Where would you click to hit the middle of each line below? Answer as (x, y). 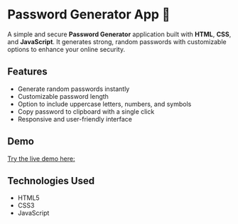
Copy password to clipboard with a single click (86, 111)
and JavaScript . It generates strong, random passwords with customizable (117, 41)
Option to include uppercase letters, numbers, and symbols (104, 104)
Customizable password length (63, 96)
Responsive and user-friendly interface (75, 119)
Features (27, 71)
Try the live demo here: (41, 159)
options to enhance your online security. (66, 49)
